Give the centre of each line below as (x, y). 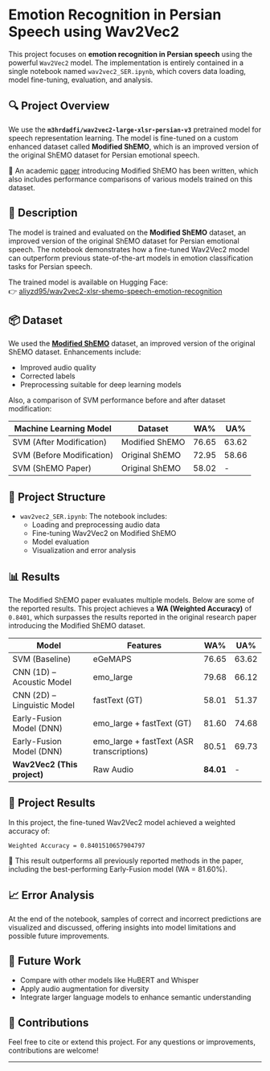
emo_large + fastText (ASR (143, 741)
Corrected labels (47, 376)
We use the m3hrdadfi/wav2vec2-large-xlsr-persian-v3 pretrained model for (135, 129)
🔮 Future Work (45, 961)
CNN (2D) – (34, 695)
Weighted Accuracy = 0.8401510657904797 (77, 845)
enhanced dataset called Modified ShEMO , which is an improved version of (134, 146)
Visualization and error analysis (84, 550)
